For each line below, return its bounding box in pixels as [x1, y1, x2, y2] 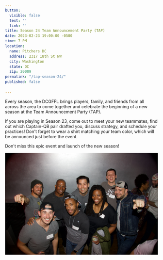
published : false [5, 80, 40, 84]
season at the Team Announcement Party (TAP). [5, 109, 102, 114]
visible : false [9, 13, 40, 18]
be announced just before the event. [5, 133, 78, 139]
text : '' [9, 18, 27, 23]
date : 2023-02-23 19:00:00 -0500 [5, 33, 73, 38]
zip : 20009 [9, 69, 32, 74]
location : [5, 44, 25, 49]
